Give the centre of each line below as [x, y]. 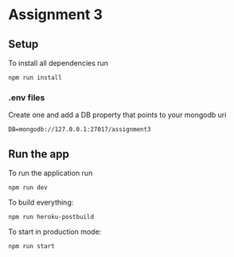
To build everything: [41, 202]
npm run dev [28, 188]
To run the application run [51, 173]
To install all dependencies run [58, 63]
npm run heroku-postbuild [51, 217]
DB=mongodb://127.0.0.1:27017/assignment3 [80, 130]
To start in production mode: [55, 232]
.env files [27, 97]
